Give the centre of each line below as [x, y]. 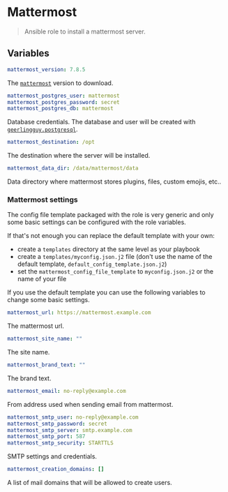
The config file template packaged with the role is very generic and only [111, 215]
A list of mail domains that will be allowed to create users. [90, 483]
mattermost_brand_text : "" [46, 365]
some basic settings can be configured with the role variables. [97, 222]
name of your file [42, 279]
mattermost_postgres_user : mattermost [63, 96]
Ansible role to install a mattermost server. [85, 31]
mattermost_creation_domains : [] [56, 469]
